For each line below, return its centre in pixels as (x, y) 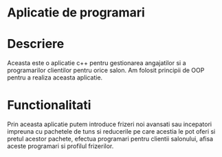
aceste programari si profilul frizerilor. (60, 146)
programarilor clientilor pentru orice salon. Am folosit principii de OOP (106, 71)
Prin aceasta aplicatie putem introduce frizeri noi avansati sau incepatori (110, 124)
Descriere (36, 44)
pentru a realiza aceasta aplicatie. (55, 77)
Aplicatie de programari (76, 13)
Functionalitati (49, 105)
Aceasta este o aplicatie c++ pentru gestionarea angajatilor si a (97, 63)
